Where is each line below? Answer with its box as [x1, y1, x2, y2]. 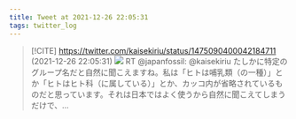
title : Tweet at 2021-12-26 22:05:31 [9, 12, 149, 22]
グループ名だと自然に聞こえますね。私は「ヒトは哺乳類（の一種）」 [30, 67, 276, 78]
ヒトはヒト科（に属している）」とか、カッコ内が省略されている [46, 78, 276, 88]
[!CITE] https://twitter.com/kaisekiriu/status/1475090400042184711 [30, 45, 277, 56]
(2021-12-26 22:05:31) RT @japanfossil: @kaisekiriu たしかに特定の [30, 56, 288, 66]
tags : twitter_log [9, 21, 77, 30]
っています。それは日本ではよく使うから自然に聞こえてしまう [61, 89, 286, 100]
